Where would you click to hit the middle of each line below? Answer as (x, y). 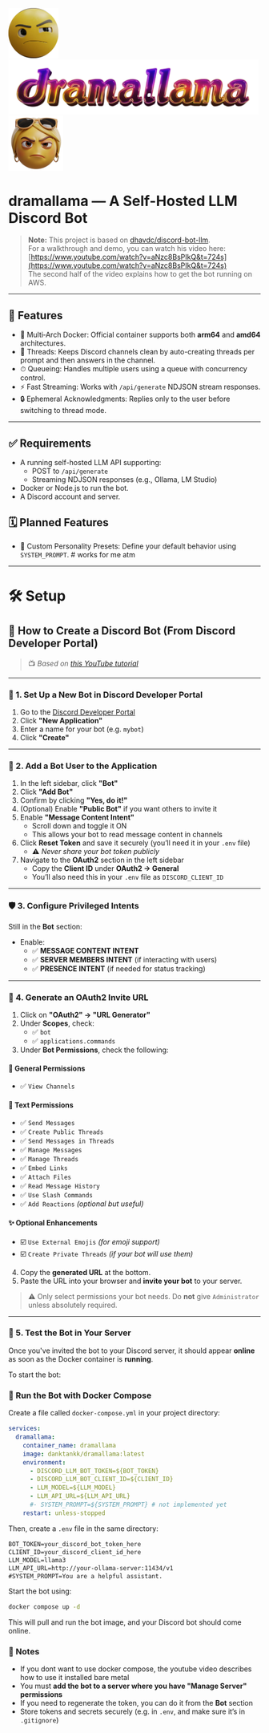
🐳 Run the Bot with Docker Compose (80, 1395)
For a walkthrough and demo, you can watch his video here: (127, 249)
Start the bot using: (40, 1591)
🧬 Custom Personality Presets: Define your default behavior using (128, 546)
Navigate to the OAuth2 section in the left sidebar (102, 860)
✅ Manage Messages (51, 1150)
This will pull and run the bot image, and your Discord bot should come (125, 1622)
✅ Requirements (50, 443)
